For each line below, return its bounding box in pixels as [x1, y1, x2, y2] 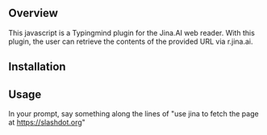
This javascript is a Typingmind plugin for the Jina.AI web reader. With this [8, 27, 256, 37]
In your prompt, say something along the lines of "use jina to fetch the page [8, 109, 260, 119]
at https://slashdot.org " [8, 117, 86, 128]
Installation [8, 60, 66, 74]
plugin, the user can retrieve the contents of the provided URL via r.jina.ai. [8, 36, 253, 46]
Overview [8, 6, 59, 20]
